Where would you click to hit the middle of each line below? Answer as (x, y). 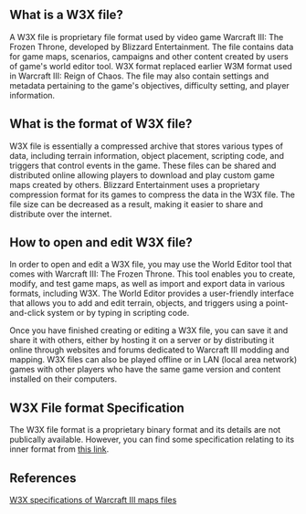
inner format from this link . (59, 449)
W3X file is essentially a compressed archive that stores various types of (147, 146)
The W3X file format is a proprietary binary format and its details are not (145, 430)
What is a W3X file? (66, 15)
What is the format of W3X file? (101, 124)
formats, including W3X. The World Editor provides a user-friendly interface (152, 294)
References (43, 478)
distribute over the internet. (61, 214)
